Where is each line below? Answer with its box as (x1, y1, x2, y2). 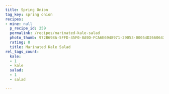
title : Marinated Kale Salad (10, 44, 71, 49)
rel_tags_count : (5, 49, 39, 54)
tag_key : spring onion (5, 12, 53, 17)
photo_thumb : (10, 35, 37, 40)
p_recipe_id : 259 (10, 26, 46, 31)
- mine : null (5, 21, 33, 26)
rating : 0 (10, 40, 30, 45)
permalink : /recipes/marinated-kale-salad (10, 30, 100, 35)
